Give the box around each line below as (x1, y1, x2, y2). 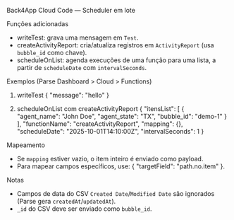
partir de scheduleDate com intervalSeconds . (16, 64, 147, 71)
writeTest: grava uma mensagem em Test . (16, 33, 139, 42)
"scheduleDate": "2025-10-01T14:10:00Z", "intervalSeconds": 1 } (16, 127, 204, 135)
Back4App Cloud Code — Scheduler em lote (6, 6, 135, 14)
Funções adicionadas (6, 20, 68, 28)
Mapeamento (6, 141, 45, 149)
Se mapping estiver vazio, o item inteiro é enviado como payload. (16, 155, 204, 163)
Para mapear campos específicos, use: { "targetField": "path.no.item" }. (16, 162, 226, 170)
